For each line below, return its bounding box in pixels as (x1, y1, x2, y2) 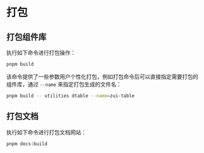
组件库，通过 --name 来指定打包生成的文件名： (6, 80, 122, 88)
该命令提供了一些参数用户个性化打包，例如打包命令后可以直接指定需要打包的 (6, 73, 199, 80)
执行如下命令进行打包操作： (6, 49, 76, 56)
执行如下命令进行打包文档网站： (6, 129, 86, 136)
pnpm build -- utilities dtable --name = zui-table (6, 93, 135, 99)
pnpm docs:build (6, 141, 47, 147)
